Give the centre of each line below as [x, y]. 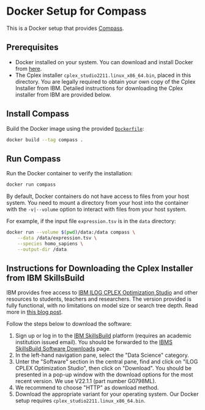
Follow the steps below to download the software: [69, 324]
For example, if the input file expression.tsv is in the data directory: [91, 221]
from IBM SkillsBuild [46, 278]
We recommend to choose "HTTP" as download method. [87, 388]
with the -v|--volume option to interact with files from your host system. [97, 210]
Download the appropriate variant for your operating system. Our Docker [107, 394]
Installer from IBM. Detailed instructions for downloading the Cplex [99, 88]
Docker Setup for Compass [76, 11]
